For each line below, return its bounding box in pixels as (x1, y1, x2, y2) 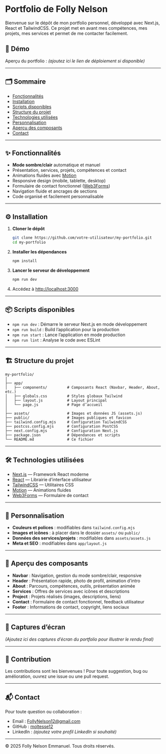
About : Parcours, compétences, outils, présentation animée (12, 583, 135, 589)
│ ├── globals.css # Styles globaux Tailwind (5, 394, 123, 399)
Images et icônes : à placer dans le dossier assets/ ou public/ (12, 530, 141, 536)
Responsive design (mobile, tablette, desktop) (12, 178, 106, 184)
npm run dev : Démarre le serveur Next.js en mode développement (12, 321, 147, 327)
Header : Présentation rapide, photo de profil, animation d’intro (12, 578, 141, 584)
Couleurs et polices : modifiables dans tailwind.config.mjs (12, 524, 135, 530)
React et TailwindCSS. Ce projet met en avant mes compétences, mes (5, 25, 147, 31)
